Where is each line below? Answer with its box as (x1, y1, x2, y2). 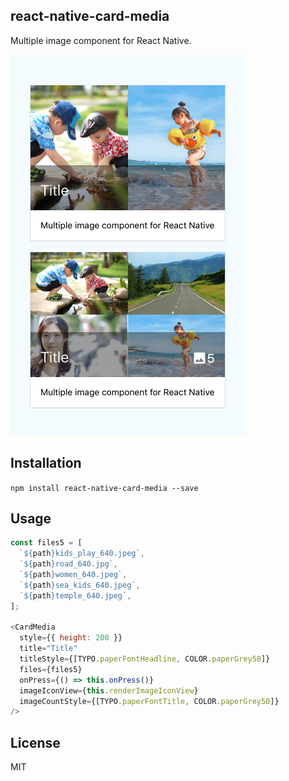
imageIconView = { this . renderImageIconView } (19, 685, 199, 696)
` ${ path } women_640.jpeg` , (19, 570, 128, 580)
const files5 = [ (10, 538, 83, 548)
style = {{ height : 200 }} (19, 633, 123, 643)
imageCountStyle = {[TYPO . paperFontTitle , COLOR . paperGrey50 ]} (19, 696, 280, 706)
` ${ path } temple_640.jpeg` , (19, 590, 132, 601)
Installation (10, 455, 82, 472)
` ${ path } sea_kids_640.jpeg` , (19, 580, 141, 590)
